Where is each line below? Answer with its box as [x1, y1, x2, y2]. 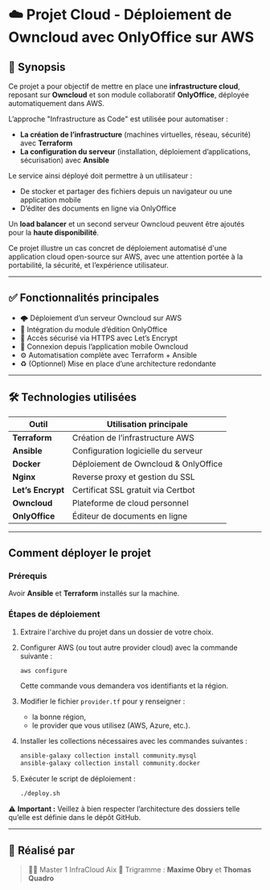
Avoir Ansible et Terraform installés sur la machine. [8, 589, 180, 598]
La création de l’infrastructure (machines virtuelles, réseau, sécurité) [19, 129, 252, 139]
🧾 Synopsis [8, 60, 66, 74]
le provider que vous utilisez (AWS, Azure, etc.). [31, 720, 190, 731]
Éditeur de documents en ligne [72, 511, 188, 522]
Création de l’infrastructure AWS [72, 432, 194, 443]
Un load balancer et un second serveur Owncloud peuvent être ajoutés [8, 219, 245, 228]
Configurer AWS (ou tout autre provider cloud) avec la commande [19, 642, 239, 652]
